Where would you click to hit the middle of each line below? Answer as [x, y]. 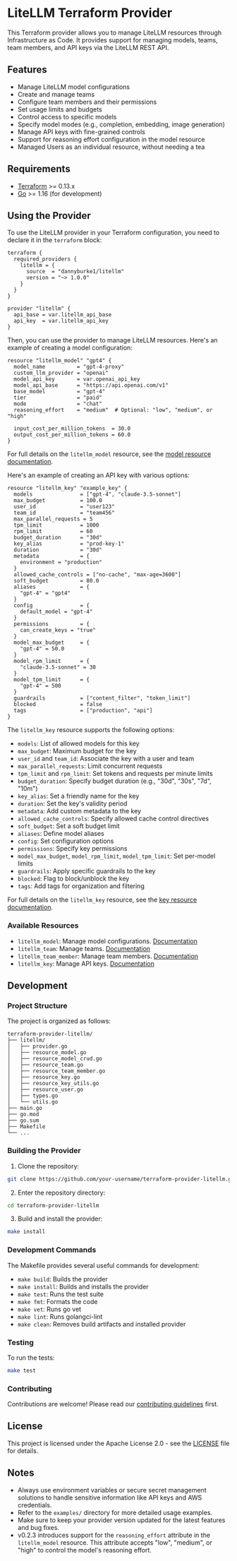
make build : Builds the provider [62, 1279]
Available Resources [43, 926]
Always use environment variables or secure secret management [112, 1490]
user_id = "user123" [64, 507]
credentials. [35, 1505]
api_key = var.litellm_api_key [61, 321]
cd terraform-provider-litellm [53, 1205]
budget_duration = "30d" [58, 538]
